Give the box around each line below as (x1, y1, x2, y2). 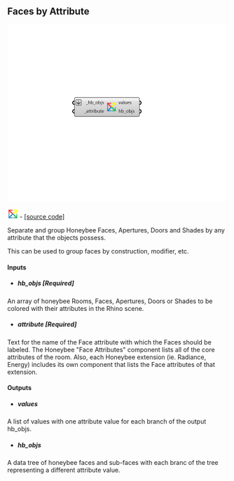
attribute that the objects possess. (7, 234, 106, 242)
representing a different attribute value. (7, 466, 121, 475)
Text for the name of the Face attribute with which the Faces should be (7, 337, 212, 346)
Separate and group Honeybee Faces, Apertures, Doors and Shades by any (7, 226, 226, 234)
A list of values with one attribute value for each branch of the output (7, 417, 207, 426)
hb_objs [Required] (17, 279, 75, 288)
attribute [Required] (17, 320, 77, 328)
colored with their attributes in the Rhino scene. (7, 304, 144, 312)
